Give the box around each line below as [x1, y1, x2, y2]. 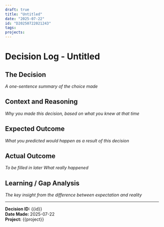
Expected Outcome [5, 125, 65, 133]
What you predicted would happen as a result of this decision [5, 137, 129, 143]
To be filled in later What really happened [5, 165, 89, 171]
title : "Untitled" [5, 12, 42, 17]
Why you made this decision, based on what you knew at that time [5, 111, 140, 116]
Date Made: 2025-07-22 [5, 211, 55, 217]
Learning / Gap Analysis [5, 179, 80, 187]
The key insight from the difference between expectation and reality [5, 192, 143, 198]
